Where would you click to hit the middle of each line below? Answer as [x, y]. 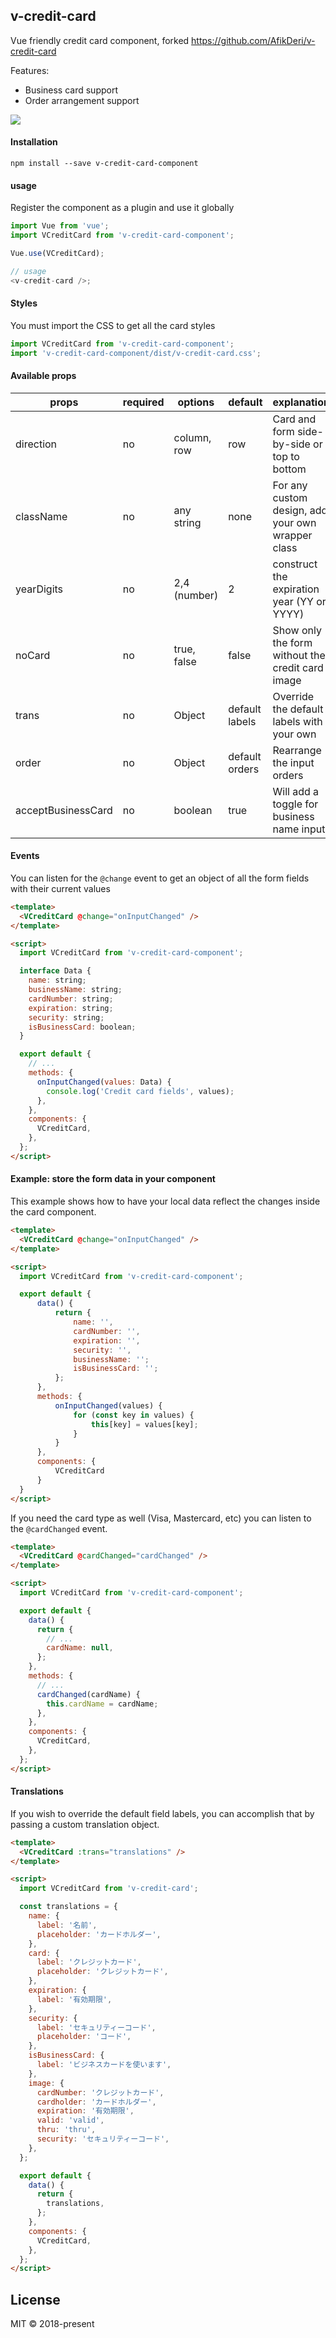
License [35, 2299]
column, [192, 437]
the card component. [53, 1212]
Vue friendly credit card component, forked [100, 40]
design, [290, 510]
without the [299, 655]
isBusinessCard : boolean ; [82, 1027]
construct [295, 564]
